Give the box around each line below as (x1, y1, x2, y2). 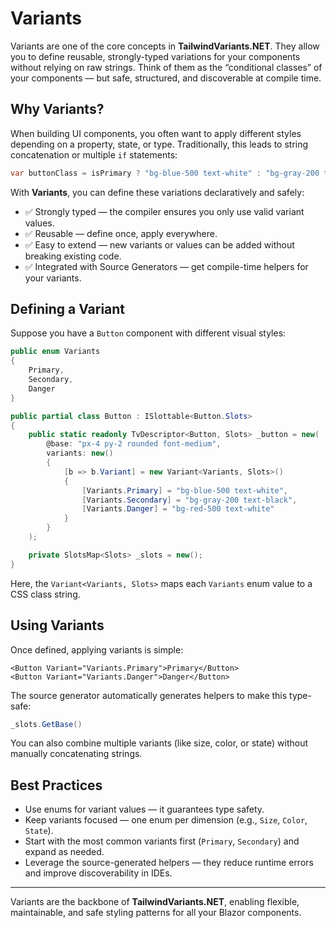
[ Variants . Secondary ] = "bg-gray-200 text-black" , (81, 495, 298, 505)
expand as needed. (24, 846, 105, 858)
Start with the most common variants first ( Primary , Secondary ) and (24, 835, 300, 847)
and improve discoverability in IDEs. (24, 867, 173, 879)
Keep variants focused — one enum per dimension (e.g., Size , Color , (24, 814, 308, 826)
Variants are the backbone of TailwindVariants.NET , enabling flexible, (10, 896, 300, 908)
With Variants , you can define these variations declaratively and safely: (10, 186, 305, 198)
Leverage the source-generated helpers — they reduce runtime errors (24, 857, 314, 869)
